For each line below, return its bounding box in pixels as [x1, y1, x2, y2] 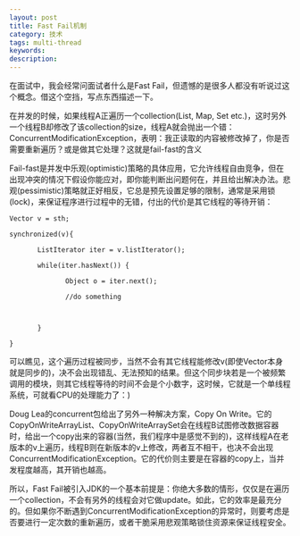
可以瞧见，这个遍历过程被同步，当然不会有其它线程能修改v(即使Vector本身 [9, 356, 284, 366]
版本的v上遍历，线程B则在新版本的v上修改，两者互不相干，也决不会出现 [9, 442, 274, 452]
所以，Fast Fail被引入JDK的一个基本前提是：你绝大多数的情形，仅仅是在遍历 [9, 483, 290, 494]
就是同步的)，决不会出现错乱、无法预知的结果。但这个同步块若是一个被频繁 [9, 367, 287, 378]
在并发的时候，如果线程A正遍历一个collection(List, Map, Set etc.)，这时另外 [9, 111, 287, 121]
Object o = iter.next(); [65, 277, 158, 286]
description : [9, 54, 58, 63]
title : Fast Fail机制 [9, 21, 87, 30]
